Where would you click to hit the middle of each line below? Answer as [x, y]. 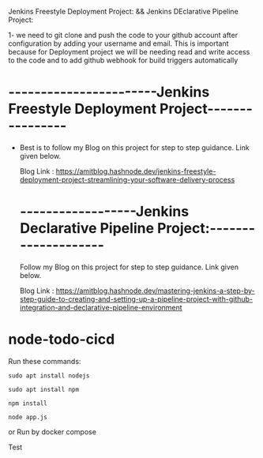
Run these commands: [45, 361]
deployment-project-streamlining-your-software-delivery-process [127, 179]
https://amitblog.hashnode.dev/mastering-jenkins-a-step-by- [155, 291]
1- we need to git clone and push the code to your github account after [123, 35]
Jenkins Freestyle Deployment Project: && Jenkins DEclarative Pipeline [123, 11]
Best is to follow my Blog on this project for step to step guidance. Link [135, 147]
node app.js [28, 417]
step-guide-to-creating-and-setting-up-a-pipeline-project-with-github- [136, 298]
